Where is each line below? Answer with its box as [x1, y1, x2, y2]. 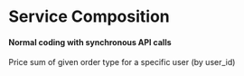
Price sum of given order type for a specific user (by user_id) [8, 57, 236, 68]
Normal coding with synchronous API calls [8, 36, 173, 47]
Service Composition [8, 6, 170, 27]
